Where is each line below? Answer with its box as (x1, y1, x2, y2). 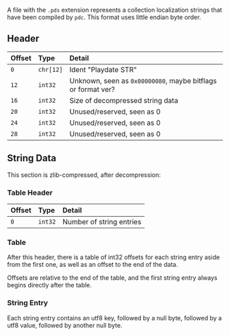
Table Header (7, 188, 53, 197)
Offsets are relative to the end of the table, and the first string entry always (7, 274, 218, 282)
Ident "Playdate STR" (69, 64, 137, 74)
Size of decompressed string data (69, 95, 179, 105)
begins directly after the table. (7, 281, 92, 289)
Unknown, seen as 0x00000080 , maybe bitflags (69, 75, 217, 85)
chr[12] (38, 65, 63, 73)
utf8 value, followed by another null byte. (7, 321, 123, 329)
